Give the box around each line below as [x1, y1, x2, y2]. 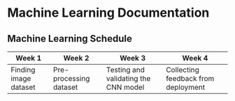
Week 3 [120, 54, 146, 63]
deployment [165, 82, 205, 92]
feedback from [165, 74, 215, 83]
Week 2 [63, 54, 90, 63]
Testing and [106, 65, 145, 75]
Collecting [165, 65, 199, 75]
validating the [106, 74, 151, 83]
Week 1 [15, 54, 42, 63]
